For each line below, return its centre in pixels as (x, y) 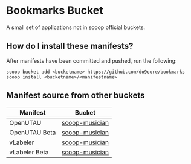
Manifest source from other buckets (76, 96)
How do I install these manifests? (70, 46)
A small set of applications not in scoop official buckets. (76, 27)
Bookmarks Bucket (55, 11)
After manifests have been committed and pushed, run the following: (92, 60)
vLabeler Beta (29, 152)
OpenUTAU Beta (33, 132)
